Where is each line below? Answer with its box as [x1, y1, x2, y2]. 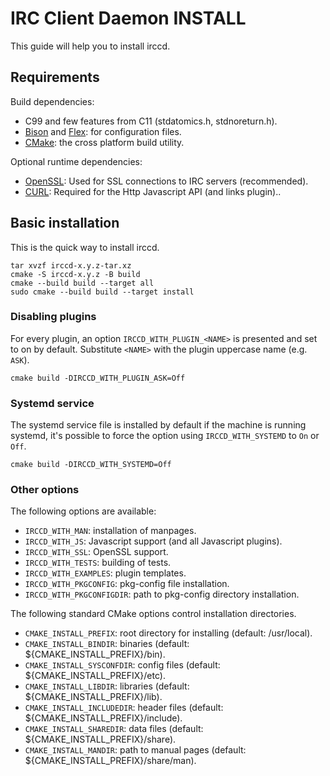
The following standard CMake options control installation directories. [10, 608, 297, 620]
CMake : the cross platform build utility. [24, 136, 185, 148]
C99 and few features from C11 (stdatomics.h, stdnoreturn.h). [24, 115, 278, 127]
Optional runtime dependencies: [10, 155, 143, 167]
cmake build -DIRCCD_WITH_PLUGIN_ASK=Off [10, 373, 186, 383]
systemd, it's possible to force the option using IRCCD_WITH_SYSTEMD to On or [10, 430, 320, 442]
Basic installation [10, 215, 120, 232]
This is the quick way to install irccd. [10, 241, 160, 253]
